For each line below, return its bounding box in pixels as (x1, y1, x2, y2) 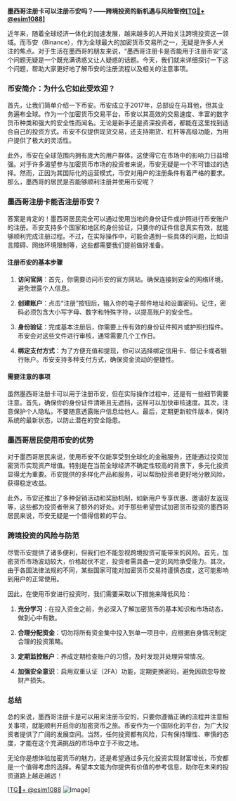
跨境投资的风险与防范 (7, 531, 79, 541)
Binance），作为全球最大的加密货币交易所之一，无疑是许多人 (44, 38, 219, 46)
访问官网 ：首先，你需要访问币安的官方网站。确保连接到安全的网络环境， (17, 275, 227, 284)
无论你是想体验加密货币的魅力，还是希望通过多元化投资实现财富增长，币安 (7, 753, 223, 762)
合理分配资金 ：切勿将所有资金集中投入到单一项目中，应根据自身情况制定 (17, 628, 227, 636)
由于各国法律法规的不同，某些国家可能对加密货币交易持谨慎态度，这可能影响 (7, 566, 229, 574)
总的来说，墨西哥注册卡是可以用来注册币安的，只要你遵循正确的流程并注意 (7, 712, 223, 721)
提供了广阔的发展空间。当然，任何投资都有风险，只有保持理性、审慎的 (19, 730, 223, 738)
